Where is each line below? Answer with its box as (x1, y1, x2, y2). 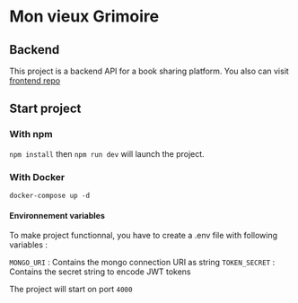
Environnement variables (9, 210, 106, 221)
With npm (9, 128, 53, 141)
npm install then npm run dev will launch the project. (9, 148, 205, 159)
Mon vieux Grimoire (9, 6, 160, 27)
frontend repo (9, 75, 61, 86)
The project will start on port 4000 (9, 284, 133, 295)
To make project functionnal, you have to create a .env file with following (9, 230, 278, 241)
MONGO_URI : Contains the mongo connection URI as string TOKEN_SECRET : (9, 257, 276, 268)
